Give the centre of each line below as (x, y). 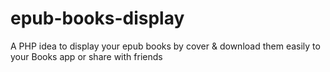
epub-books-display (97, 18)
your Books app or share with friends (86, 56)
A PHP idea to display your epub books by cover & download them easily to (165, 46)
